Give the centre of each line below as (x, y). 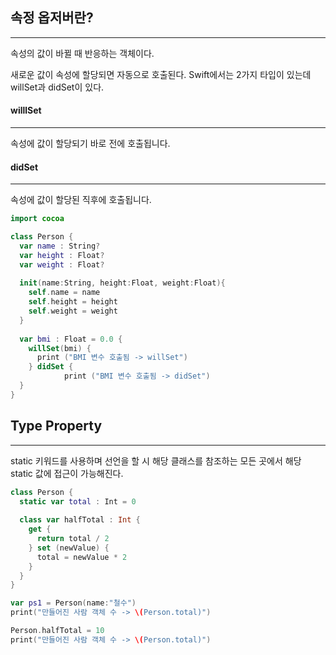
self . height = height (73, 302)
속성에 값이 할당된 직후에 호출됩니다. (81, 200)
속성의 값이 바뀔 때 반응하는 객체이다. (82, 53)
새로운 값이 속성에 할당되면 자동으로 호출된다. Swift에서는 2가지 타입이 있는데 (161, 74)
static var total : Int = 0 (78, 501)
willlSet (26, 110)
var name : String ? (60, 246)
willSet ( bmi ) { (60, 348)
